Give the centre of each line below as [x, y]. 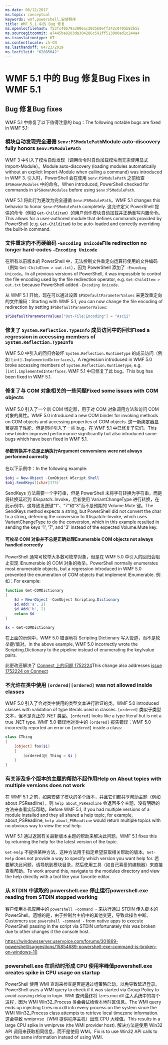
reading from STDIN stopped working [51, 897]
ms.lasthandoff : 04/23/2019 [34, 47]
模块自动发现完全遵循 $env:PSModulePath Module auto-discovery [83, 142]
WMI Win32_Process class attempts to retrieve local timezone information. [82, 1013]
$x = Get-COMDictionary [30, 627]
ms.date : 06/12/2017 [27, 10]
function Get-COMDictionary [34, 590]
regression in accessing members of [50, 336]
